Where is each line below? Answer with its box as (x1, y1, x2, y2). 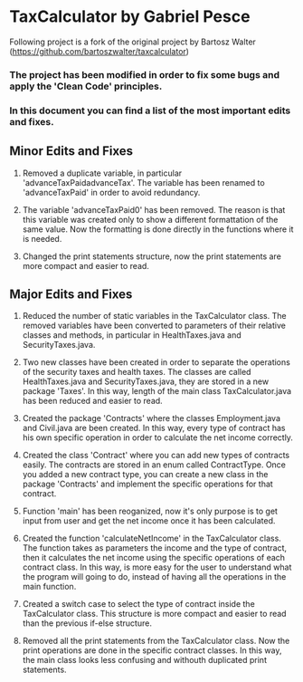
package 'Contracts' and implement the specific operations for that (22, 478, 273, 490)
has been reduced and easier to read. (22, 396, 163, 407)
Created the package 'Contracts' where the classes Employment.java (22, 413, 281, 424)
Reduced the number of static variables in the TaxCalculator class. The (22, 311, 287, 322)
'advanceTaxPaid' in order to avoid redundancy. (22, 187, 201, 197)
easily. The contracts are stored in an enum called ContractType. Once (22, 459, 287, 470)
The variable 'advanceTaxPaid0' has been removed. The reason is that (22, 204, 286, 215)
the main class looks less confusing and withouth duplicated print (22, 655, 267, 666)
